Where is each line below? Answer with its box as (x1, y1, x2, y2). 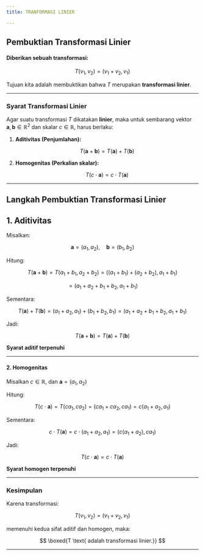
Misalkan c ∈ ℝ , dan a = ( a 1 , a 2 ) (6, 377, 87, 387)
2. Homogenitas (6, 363, 48, 371)
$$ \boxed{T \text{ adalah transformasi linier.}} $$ (39, 537, 166, 544)
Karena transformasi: (6, 500, 59, 508)
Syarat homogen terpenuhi (6, 465, 76, 472)
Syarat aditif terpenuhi (6, 344, 65, 352)
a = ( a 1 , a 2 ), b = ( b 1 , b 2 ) (70, 243, 135, 252)
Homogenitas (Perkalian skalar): (15, 159, 99, 166)
